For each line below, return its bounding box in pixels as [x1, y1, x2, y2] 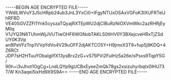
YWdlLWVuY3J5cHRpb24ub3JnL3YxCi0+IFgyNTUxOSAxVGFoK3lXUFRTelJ [5, 10, 166, 16]
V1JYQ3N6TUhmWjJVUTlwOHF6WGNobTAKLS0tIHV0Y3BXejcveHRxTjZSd [5, 31, 163, 37]
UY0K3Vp [5, 36, 27, 43]
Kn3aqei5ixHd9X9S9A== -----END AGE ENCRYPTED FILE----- [15, 69, 148, 75]
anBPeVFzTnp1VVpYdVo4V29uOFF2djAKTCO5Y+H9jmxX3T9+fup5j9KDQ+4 [5, 42, 166, 48]
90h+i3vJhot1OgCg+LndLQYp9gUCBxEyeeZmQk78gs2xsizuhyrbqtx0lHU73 [5, 63, 165, 69]
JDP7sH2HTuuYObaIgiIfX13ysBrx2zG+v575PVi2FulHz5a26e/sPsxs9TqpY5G [5, 53, 165, 59]
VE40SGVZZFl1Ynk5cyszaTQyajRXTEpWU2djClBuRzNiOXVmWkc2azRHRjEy [5, 20, 166, 26]
